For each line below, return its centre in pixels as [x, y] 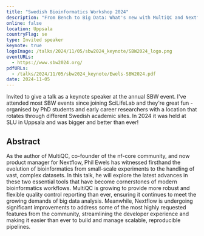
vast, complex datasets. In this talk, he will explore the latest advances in [97, 175]
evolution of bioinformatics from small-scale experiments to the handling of [100, 169]
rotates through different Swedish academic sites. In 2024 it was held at [96, 116]
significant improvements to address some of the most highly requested [96, 207]
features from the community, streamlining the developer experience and [98, 214]
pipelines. [19, 226]
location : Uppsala [29, 29]
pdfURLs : [17, 68]
